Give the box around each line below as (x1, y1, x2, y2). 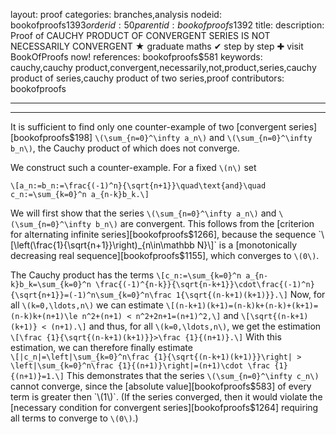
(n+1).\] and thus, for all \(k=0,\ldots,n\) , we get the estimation (50, 320, 322, 332)
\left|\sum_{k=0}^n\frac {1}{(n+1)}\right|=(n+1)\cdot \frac (10, 361, 271, 371)
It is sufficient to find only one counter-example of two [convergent (10, 121, 287, 133)
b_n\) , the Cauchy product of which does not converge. (10, 142, 240, 154)
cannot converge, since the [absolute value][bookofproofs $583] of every (10, 380, 312, 392)
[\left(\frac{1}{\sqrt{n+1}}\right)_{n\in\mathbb (10, 239, 195, 251)
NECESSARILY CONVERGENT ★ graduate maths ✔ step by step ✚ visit (10, 40, 304, 52)
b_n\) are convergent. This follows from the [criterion (95, 218, 315, 229)
